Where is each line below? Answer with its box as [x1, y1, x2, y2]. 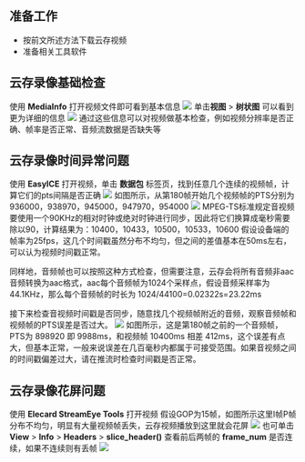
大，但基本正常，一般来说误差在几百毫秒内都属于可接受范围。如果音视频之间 [9, 342, 297, 353]
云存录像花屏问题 [9, 383, 106, 398]
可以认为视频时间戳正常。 [9, 246, 106, 257]
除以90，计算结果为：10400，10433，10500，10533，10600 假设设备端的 [9, 224, 290, 235]
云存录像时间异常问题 [9, 153, 129, 168]
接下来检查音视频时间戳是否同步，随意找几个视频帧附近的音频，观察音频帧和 [9, 308, 297, 319]
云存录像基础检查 [9, 75, 106, 91]
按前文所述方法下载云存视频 [22, 35, 127, 45]
